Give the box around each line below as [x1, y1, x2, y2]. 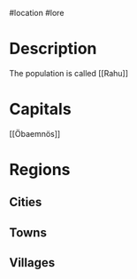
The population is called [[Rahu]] [9, 68, 129, 78]
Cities [9, 195, 42, 210]
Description [9, 39, 97, 59]
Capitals [9, 100, 72, 119]
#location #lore [9, 8, 65, 18]
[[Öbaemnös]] [9, 128, 61, 139]
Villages [9, 255, 56, 270]
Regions [9, 160, 71, 180]
